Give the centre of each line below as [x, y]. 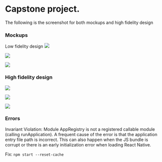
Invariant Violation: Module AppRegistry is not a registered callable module [80, 129]
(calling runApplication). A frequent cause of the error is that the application [81, 134]
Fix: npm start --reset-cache [34, 154]
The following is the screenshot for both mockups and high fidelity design [79, 22]
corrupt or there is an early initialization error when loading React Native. [78, 144]
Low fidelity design [24, 46]
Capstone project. [42, 9]
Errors [13, 119]
